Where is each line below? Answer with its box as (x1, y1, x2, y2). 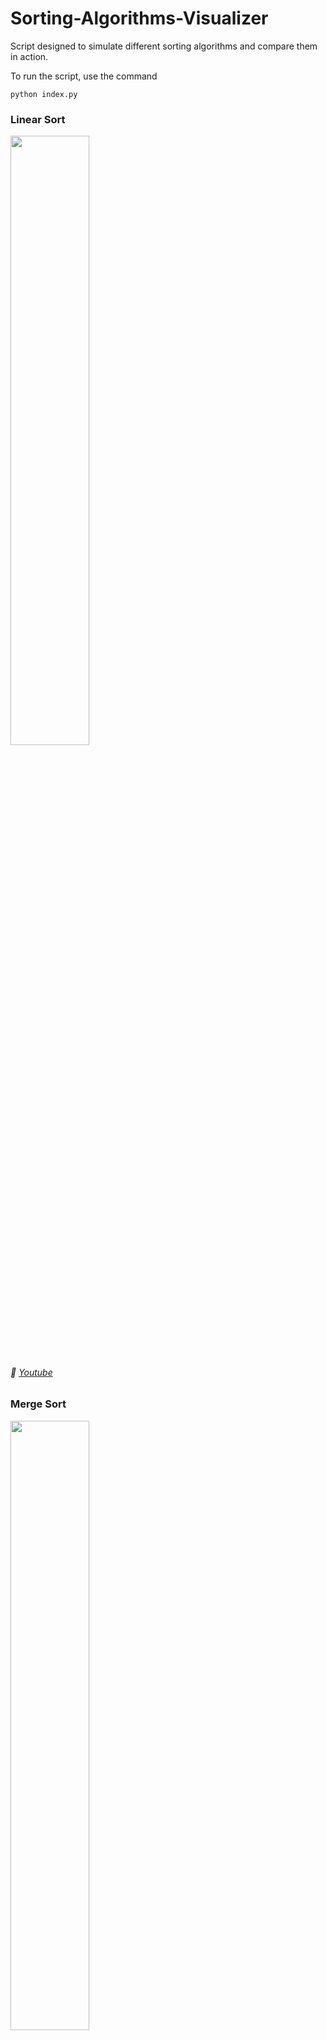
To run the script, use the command (10, 70, 158, 82)
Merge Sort (10, 1397, 67, 1411)
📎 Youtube (10, 1366, 53, 1378)
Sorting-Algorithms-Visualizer (10, 7, 269, 30)
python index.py (10, 89, 78, 99)
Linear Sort (10, 112, 66, 126)
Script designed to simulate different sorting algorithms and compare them (10, 40, 318, 52)
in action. (10, 50, 49, 62)
